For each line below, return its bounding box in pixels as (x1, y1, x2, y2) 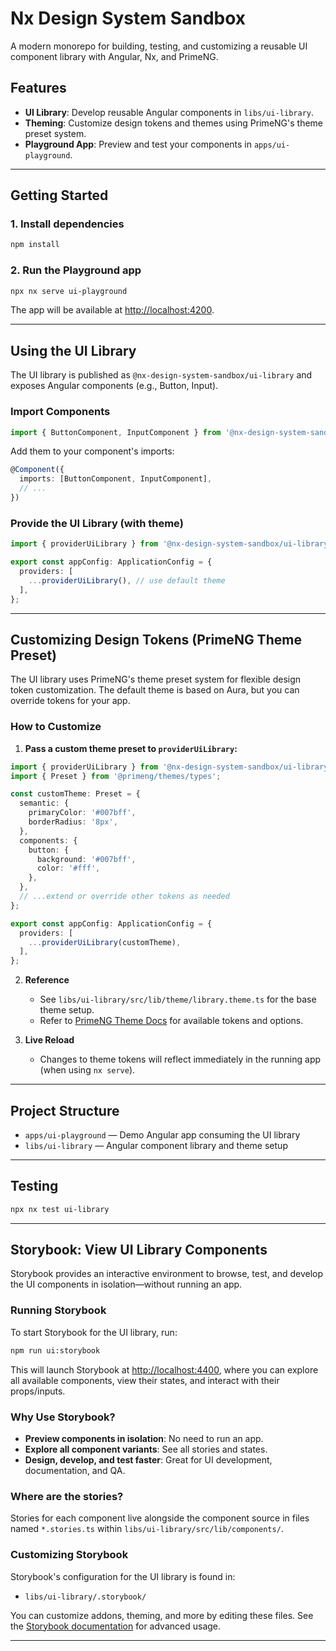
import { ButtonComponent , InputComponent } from (10, 427, 222, 437)
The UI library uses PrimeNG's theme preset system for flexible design (10, 673, 302, 686)
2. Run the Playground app (10, 263, 142, 277)
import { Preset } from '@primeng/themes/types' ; (10, 771, 222, 781)
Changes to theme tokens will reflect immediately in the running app (39, 1053, 322, 1066)
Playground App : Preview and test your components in (24, 138, 252, 150)
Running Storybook (10, 1303, 107, 1317)
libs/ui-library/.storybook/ (24, 1592, 147, 1602)
